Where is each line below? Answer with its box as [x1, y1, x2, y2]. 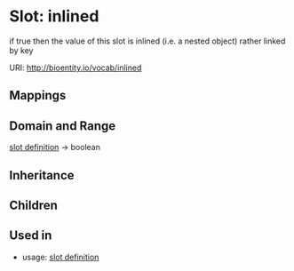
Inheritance [9, 167, 75, 183]
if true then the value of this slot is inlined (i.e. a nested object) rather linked [9, 36, 286, 46]
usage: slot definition [21, 251, 99, 262]
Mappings [9, 88, 67, 103]
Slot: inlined [9, 6, 99, 27]
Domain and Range [9, 118, 116, 133]
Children [9, 197, 58, 212]
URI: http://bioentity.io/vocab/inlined [9, 62, 142, 73]
